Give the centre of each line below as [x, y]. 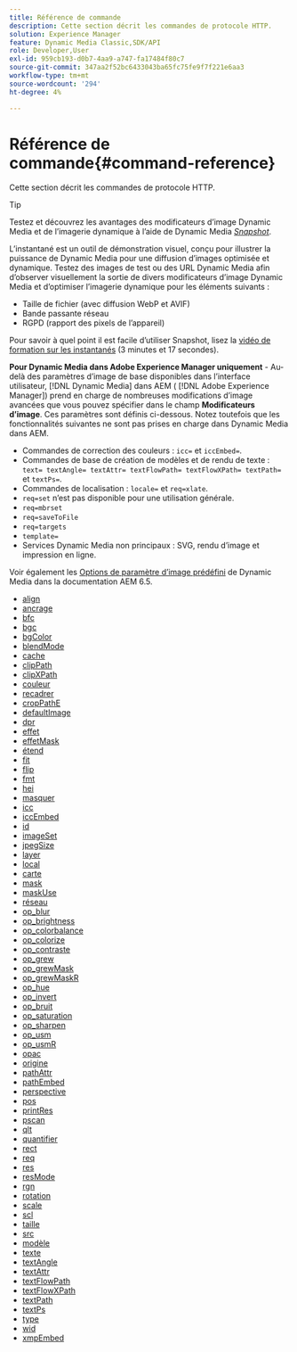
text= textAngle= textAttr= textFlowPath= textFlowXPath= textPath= [152, 470]
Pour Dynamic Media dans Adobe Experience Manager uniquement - [139, 367]
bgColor [37, 637]
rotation [36, 1196]
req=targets [44, 527]
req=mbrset [42, 508]
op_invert [39, 997]
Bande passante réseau [65, 314]
